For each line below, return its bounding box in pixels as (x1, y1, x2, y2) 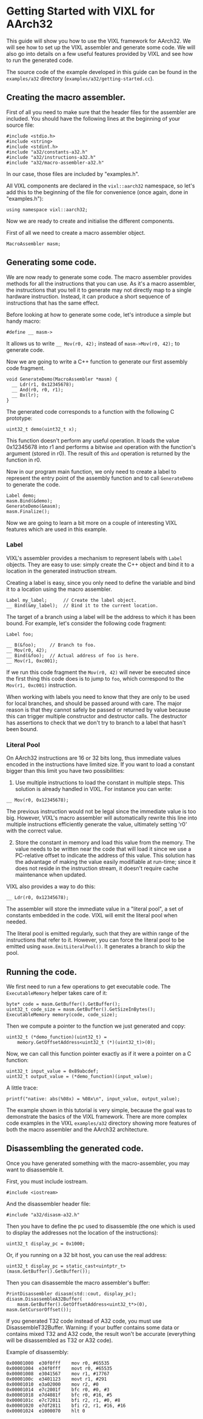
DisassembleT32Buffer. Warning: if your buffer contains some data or (6, 1324, 179, 1331)
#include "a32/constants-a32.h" (6, 149, 88, 155)
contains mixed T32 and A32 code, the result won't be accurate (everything (6, 1330, 196, 1337)
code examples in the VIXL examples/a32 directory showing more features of (6, 1119, 197, 1127)
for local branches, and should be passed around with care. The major (6, 699, 182, 707)
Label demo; (6, 493, 36, 499)
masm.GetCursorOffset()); (6, 1306, 72, 1313)
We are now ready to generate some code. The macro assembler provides (6, 273, 192, 280)
